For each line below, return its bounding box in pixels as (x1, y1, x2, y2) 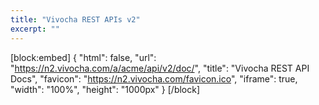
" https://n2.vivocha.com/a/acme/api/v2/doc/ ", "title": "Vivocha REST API (10, 62, 310, 74)
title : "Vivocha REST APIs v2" (10, 14, 141, 25)
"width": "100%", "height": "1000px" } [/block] (10, 83, 201, 95)
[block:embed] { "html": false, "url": (10, 51, 157, 63)
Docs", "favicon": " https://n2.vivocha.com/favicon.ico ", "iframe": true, (10, 72, 298, 85)
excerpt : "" (10, 24, 60, 34)
